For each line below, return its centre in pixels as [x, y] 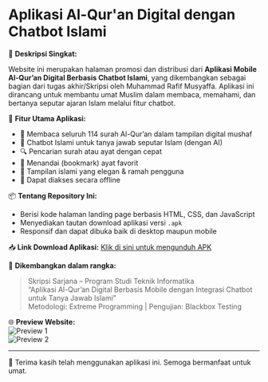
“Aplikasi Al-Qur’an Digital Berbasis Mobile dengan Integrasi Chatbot [140, 289]
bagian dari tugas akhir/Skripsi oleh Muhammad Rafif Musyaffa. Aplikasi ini [131, 86]
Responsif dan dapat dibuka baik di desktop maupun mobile [118, 231]
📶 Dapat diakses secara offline [70, 179]
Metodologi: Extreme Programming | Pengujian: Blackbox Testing [134, 306]
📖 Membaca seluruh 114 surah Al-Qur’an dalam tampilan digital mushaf [136, 134]
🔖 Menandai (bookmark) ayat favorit [79, 163]
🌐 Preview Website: [42, 321]
